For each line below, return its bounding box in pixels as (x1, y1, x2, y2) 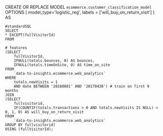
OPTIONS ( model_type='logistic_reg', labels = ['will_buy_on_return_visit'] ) (5, 9, 155, 15)
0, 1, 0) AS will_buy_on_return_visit (5, 110, 84, 114)
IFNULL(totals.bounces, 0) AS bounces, (14, 58, 95, 63)
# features (5, 45, 27, 50)
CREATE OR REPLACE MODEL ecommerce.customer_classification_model (5, 4, 152, 10)
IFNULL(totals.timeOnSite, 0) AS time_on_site (14, 63, 110, 68)
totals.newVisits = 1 (14, 80, 58, 85)
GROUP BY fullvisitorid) (5, 122, 56, 127)
